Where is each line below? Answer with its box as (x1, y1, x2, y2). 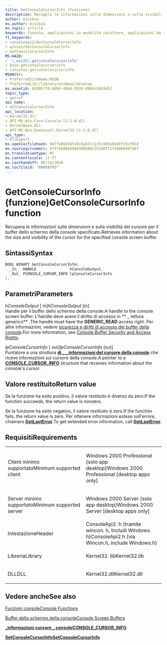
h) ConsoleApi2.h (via (86, 533, 136, 540)
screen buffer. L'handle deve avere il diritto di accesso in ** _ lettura (5, 313, 144, 319)
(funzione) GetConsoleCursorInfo (5, 197, 145, 208)
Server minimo (7, 495, 42, 502)
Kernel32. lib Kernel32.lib (86, 552, 144, 559)
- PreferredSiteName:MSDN (5, 77, 59, 82)
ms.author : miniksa (5, 21, 46, 26)
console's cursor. (5, 366, 41, 372)
